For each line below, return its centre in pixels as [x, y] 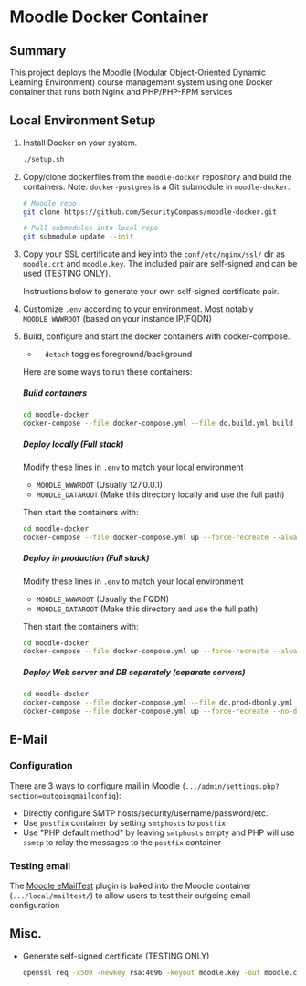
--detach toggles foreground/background [114, 355]
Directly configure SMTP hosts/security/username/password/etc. [145, 813]
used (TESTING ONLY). [67, 274]
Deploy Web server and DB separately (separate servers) [134, 672]
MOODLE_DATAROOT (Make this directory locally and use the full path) [160, 494]
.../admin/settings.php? [232, 786]
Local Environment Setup [83, 121]
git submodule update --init [78, 237]
